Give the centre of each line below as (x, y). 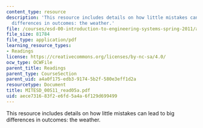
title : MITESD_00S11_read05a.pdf (48, 91)
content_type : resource (36, 12)
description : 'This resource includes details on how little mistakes (97, 18)
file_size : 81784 (28, 34)
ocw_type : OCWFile (29, 62)
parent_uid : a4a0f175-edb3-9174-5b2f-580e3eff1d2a (71, 79)
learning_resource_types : (39, 46)
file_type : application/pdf (42, 40)
